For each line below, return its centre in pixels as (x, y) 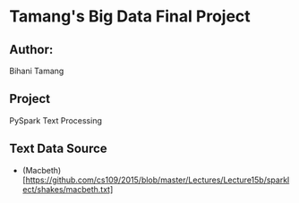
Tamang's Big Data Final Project (130, 17)
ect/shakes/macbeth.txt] (68, 189)
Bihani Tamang (37, 71)
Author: (31, 50)
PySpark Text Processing (56, 120)
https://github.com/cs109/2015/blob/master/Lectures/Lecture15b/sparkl (158, 180)
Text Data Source (58, 149)
